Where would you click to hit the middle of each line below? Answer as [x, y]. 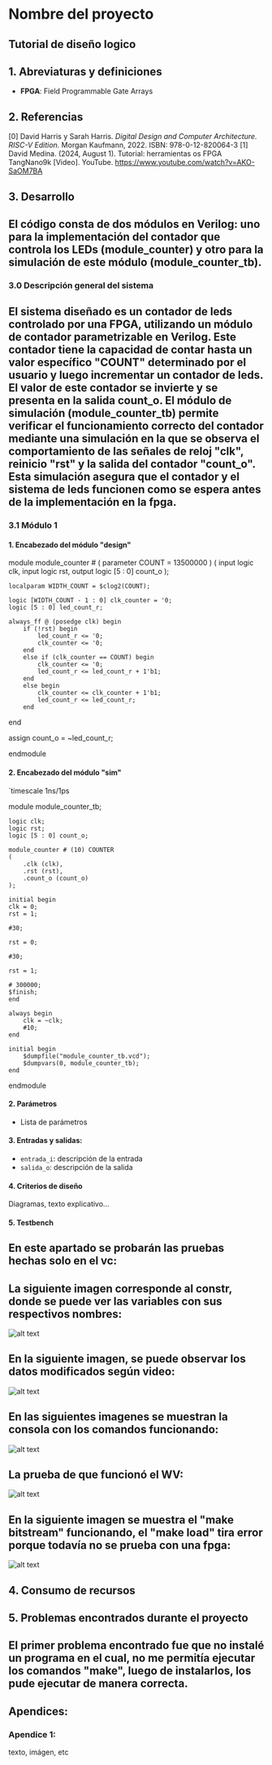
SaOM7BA [26, 171]
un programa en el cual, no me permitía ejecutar [132, 1658]
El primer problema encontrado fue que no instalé [136, 1646]
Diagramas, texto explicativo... [59, 1204]
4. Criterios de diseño [45, 1186]
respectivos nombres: [65, 1314]
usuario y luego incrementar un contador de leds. [136, 375]
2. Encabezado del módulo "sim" [65, 772]
